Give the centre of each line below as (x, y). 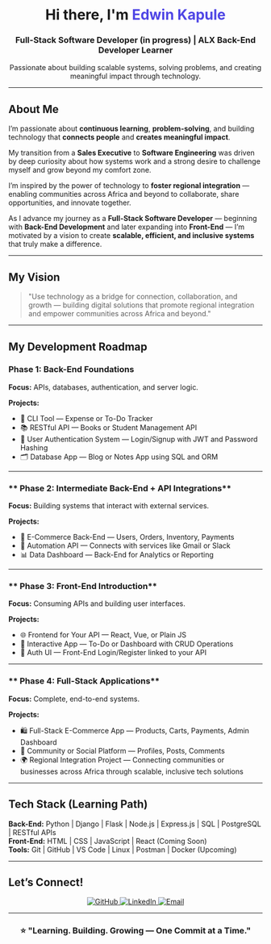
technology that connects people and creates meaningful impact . (119, 137)
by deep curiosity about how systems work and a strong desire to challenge (134, 161)
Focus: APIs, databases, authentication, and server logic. (104, 387)
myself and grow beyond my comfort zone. (80, 170)
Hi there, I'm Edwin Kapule (135, 15)
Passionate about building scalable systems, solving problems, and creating (135, 68)
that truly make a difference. (55, 244)
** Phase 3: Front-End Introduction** (83, 587)
